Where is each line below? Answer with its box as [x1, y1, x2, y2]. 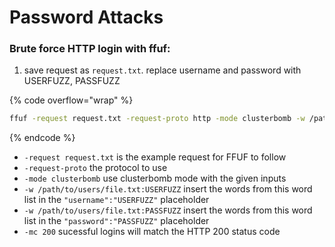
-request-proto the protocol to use [23, 162, 168, 174]
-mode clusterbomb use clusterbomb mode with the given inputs [23, 172, 287, 185]
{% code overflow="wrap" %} [9, 94, 134, 106]
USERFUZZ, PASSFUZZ [23, 75, 121, 87]
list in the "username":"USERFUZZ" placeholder [23, 194, 210, 206]
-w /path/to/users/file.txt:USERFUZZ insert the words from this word [23, 183, 313, 195]
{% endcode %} [9, 132, 76, 144]
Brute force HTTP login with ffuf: [9, 42, 171, 56]
